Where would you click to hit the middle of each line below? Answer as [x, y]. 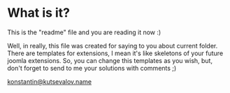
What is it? [39, 13]
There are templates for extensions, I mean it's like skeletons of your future [115, 53]
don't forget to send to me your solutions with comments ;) [92, 68]
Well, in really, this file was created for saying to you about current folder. [113, 45]
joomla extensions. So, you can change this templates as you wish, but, [110, 60]
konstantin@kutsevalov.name [50, 81]
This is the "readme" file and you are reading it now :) [84, 32]
